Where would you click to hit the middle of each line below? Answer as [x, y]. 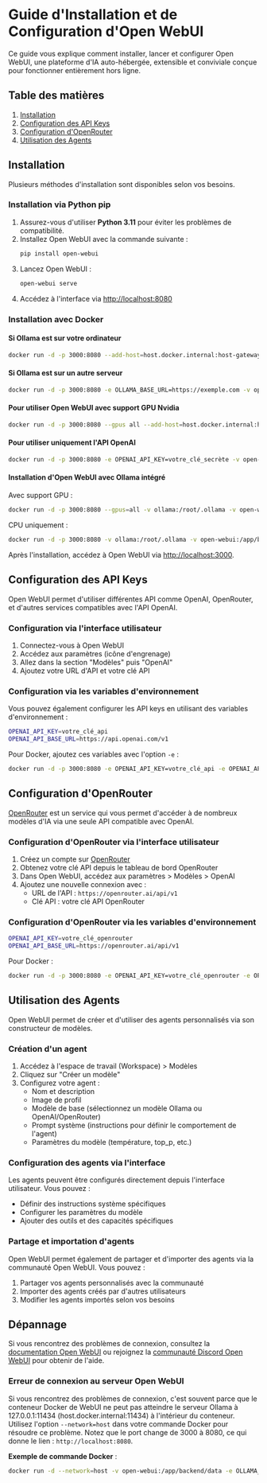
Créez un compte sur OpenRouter [75, 859]
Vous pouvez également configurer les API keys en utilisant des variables [128, 709]
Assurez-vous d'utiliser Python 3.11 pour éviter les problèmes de [126, 222]
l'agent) [44, 1133]
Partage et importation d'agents [72, 1241]
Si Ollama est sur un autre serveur [66, 373]
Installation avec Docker [56, 319]
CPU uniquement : [38, 525]
